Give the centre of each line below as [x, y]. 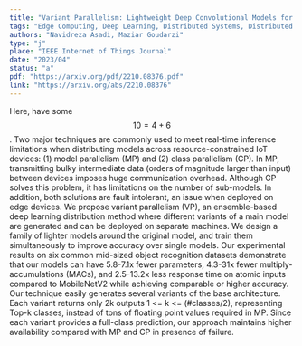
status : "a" [32, 69]
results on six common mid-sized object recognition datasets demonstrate [148, 255]
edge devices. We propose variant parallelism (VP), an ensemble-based [143, 207]
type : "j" [28, 43]
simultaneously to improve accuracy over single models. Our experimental [148, 245]
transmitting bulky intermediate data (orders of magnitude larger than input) [151, 168]
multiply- [276, 264]
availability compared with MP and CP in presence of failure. [122, 332]
